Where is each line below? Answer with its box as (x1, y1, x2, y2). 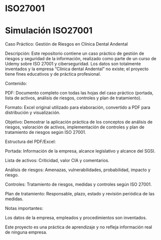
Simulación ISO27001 (5, 25, 93, 36)
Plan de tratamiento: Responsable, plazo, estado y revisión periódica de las (5, 191, 155, 197)
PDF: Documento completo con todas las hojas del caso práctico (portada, (5, 90, 154, 96)
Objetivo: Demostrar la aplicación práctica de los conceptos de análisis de (5, 119, 153, 125)
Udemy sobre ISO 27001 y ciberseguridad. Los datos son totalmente (5, 61, 141, 67)
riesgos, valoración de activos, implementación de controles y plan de (5, 124, 145, 130)
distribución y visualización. (5, 110, 60, 115)
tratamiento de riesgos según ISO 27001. (5, 129, 87, 135)
